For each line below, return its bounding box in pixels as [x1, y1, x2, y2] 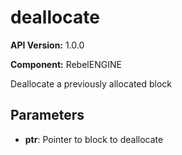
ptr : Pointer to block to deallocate [24, 133, 164, 145]
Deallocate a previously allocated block [10, 77, 173, 90]
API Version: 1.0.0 [10, 39, 85, 51]
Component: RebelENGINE [10, 58, 122, 70]
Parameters [10, 107, 85, 124]
